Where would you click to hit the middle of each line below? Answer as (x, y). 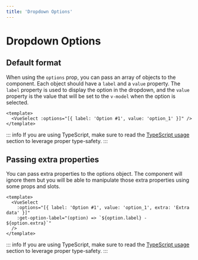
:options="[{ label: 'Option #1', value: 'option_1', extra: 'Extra (103, 208)
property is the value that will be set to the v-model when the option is (91, 96)
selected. (17, 102)
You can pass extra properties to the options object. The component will (94, 174)
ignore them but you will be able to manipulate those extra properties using (98, 180)
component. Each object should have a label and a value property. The (93, 83)
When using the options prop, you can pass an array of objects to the (91, 77)
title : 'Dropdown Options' (39, 12)
